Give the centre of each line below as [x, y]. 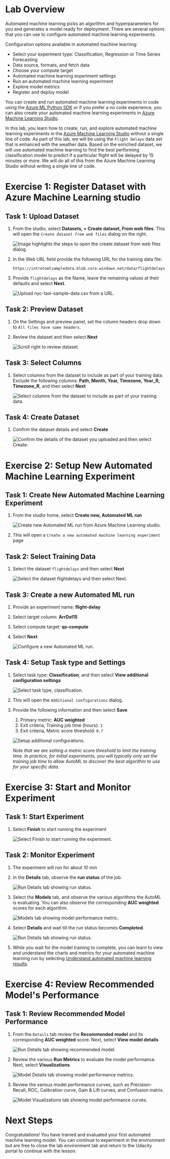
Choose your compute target [43, 70]
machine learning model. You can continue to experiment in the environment [85, 1140]
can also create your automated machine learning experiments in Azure [80, 113]
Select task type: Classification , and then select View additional [80, 675]
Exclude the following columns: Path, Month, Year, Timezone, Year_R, [86, 381]
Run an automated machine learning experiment [63, 81]
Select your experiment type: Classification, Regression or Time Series [87, 54]
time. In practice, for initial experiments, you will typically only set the [85, 755]
